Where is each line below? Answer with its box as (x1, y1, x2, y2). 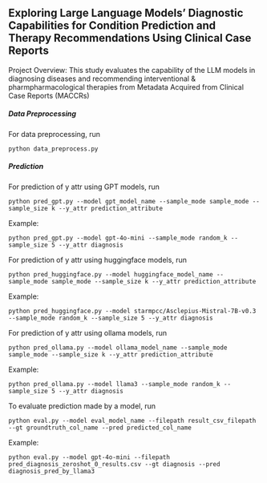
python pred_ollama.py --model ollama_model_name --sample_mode (8, 344, 228, 352)
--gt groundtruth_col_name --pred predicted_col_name (8, 424, 192, 432)
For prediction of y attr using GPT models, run (8, 182, 160, 191)
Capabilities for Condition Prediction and (8, 19, 216, 33)
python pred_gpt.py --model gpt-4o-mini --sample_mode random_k (8, 234, 228, 242)
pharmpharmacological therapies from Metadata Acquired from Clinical (8, 82, 245, 91)
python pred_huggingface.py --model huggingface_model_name (8, 270, 214, 279)
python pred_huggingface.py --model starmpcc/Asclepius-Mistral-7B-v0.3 (8, 307, 257, 315)
